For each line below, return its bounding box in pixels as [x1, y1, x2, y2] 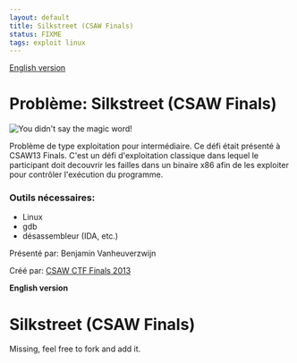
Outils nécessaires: [9, 191, 96, 204]
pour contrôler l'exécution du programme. [9, 169, 164, 180]
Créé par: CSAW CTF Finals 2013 [9, 266, 132, 276]
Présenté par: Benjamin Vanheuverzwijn [9, 248, 157, 259]
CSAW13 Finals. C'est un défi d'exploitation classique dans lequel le [9, 150, 259, 161]
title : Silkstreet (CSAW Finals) [9, 21, 134, 30]
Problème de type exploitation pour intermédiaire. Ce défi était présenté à [9, 140, 281, 152]
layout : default [9, 13, 70, 22]
